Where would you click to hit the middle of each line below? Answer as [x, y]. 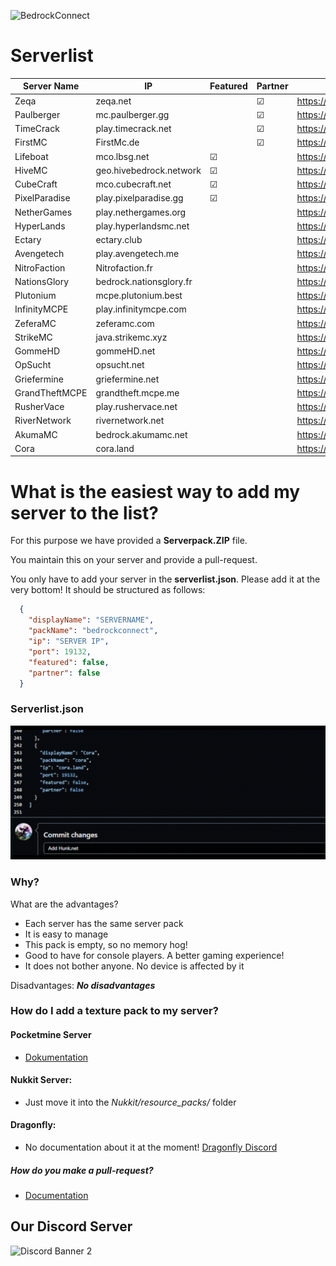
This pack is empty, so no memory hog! [106, 944]
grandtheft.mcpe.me [137, 392]
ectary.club [119, 240]
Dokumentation [56, 1057]
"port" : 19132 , [60, 651]
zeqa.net [113, 101]
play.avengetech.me [137, 254]
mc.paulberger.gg [132, 114]
